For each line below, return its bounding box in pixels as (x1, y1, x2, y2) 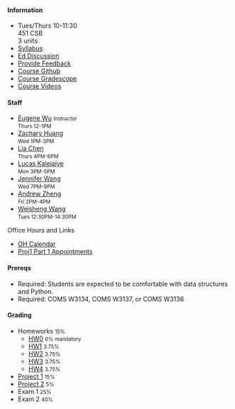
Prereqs (7, 264, 32, 272)
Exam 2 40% (17, 395, 53, 403)
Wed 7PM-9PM (17, 184, 55, 191)
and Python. (17, 287, 54, 295)
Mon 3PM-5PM (17, 168, 55, 176)
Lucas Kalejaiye (17, 159, 64, 168)
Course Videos (17, 82, 62, 90)
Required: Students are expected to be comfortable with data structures (17, 280, 229, 288)
